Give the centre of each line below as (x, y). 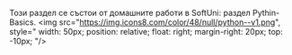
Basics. (23, 22)
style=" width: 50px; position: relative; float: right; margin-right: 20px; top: (146, 31)
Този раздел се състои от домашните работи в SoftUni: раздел (130, 13)
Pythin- (266, 13)
